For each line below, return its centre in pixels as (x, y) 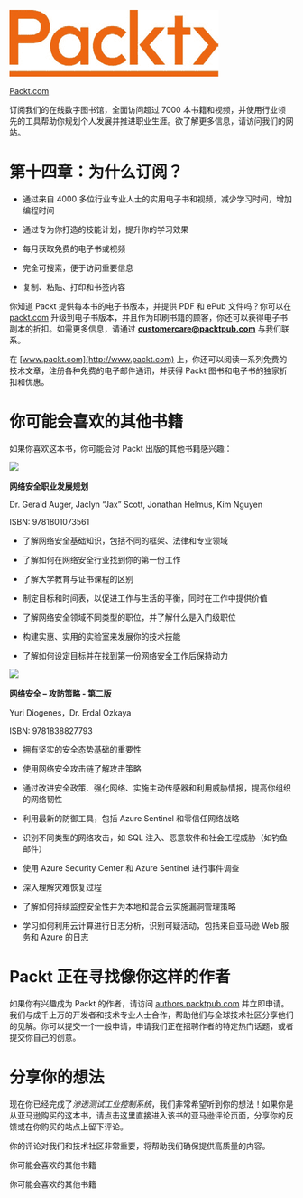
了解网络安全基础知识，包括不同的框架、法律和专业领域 (125, 540)
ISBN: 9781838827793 (51, 730)
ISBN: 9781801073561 (50, 521)
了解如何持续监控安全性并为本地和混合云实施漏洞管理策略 (129, 906)
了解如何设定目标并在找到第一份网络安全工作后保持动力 (125, 655)
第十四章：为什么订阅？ (96, 172)
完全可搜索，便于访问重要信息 (78, 267)
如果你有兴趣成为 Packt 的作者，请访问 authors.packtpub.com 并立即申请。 (149, 1003)
